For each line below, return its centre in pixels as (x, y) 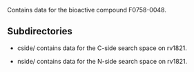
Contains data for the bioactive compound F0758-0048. (87, 10)
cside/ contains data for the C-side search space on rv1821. (102, 48)
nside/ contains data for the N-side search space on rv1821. (102, 61)
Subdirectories (40, 31)
